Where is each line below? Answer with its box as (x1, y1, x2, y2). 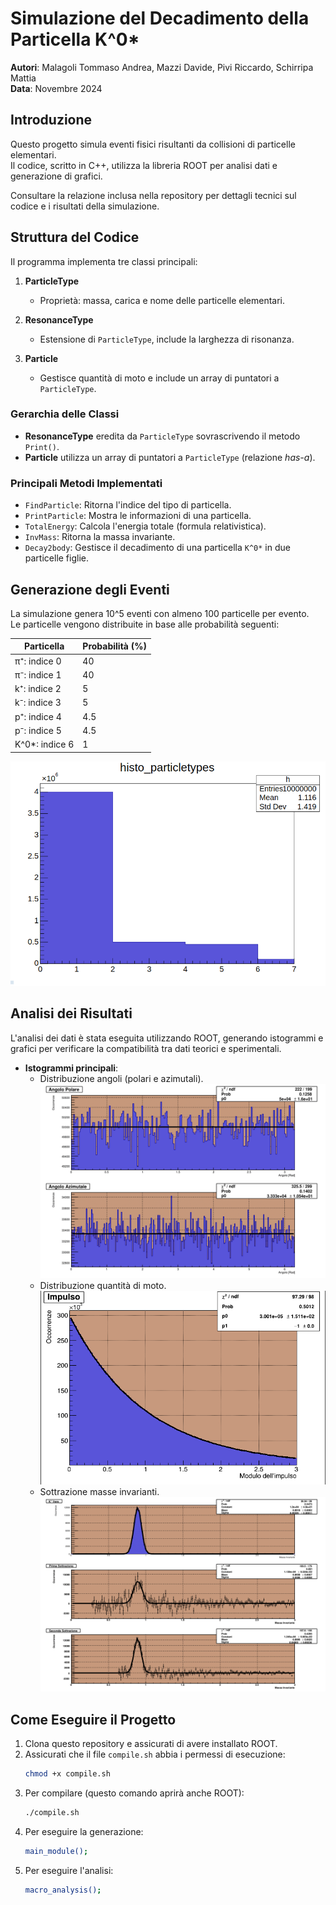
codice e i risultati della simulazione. (10, 200, 160, 212)
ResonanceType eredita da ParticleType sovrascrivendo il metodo (24, 430, 301, 442)
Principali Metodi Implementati (10, 476, 163, 490)
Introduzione (10, 112, 93, 129)
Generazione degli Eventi (10, 581, 170, 598)
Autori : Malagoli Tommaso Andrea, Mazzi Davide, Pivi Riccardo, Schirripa (10, 61, 314, 73)
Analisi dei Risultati (10, 1005, 133, 1022)
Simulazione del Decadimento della (10, 7, 310, 30)
